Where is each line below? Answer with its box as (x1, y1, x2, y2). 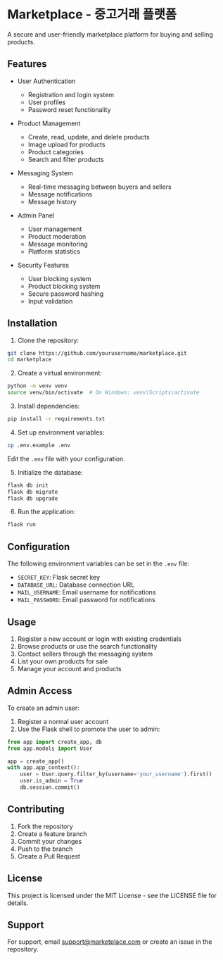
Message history (27, 197, 77, 206)
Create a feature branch (17, 829, 87, 838)
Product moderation (27, 232, 87, 240)
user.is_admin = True (20, 778, 83, 785)
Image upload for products (27, 140, 106, 149)
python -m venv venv (7, 382, 68, 389)
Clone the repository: (17, 336, 79, 344)
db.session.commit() (20, 784, 80, 791)
